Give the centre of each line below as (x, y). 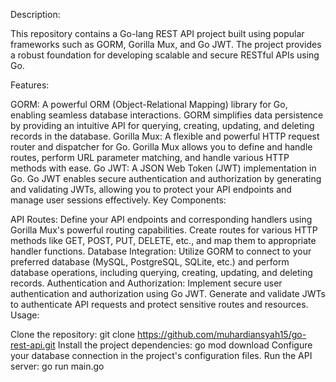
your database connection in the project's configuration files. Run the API (161, 355)
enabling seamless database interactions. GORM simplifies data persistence (167, 115)
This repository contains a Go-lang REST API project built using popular (157, 33)
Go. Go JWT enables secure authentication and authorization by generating (166, 178)
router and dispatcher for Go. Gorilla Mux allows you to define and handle (161, 147)
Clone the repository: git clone (73, 334)
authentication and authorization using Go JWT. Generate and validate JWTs (168, 293)
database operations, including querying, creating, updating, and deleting (161, 272)
